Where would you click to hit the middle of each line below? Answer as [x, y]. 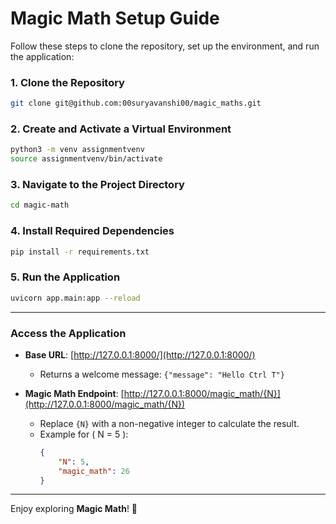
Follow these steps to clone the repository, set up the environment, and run [165, 46]
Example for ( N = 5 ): [84, 434]
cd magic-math [40, 205]
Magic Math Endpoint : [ [74, 393]
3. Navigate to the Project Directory [97, 185]
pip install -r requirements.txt [80, 252]
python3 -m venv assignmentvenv [77, 150]
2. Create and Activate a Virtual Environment [121, 129]
